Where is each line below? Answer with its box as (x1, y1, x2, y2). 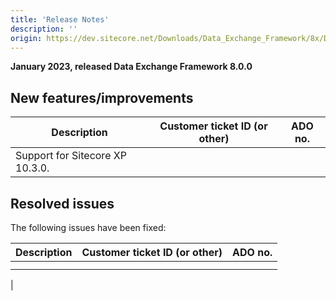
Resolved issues (10, 195, 115, 212)
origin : (10, 33, 43, 43)
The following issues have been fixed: (10, 222, 167, 233)
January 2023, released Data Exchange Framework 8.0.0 (10, 61, 253, 73)
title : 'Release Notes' (10, 14, 110, 25)
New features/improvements (10, 89, 194, 106)
